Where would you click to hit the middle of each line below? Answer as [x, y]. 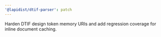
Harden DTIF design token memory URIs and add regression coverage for [80, 24]
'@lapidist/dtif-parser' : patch [38, 10]
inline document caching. [31, 29]
